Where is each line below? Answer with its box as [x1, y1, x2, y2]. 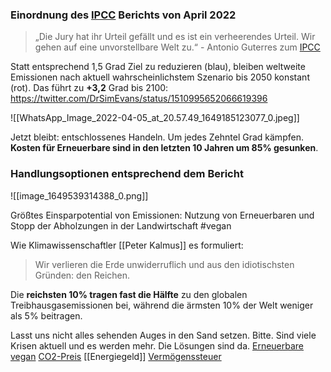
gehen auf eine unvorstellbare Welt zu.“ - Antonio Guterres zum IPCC [34, 41, 321, 53]
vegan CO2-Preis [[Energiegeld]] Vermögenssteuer [10, 350, 222, 362]
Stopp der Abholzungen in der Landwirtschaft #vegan [10, 219, 232, 232]
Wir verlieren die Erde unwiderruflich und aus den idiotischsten [34, 258, 295, 270]
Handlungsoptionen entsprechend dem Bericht [10, 167, 244, 181]
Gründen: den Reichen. [34, 269, 131, 281]
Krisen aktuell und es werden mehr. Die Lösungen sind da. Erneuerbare [10, 339, 305, 352]
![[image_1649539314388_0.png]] [10, 189, 149, 202]
